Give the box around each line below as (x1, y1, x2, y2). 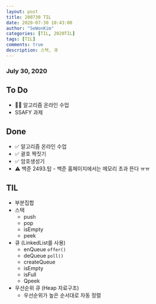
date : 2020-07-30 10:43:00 (6, 20, 73, 25)
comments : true (6, 42, 44, 48)
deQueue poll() (23, 252, 64, 260)
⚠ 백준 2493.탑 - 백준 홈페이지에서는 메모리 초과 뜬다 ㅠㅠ (14, 165, 150, 172)
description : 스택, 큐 (6, 47, 58, 53)
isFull (23, 271, 37, 279)
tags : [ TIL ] (6, 36, 35, 42)
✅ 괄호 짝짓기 (14, 151, 46, 158)
